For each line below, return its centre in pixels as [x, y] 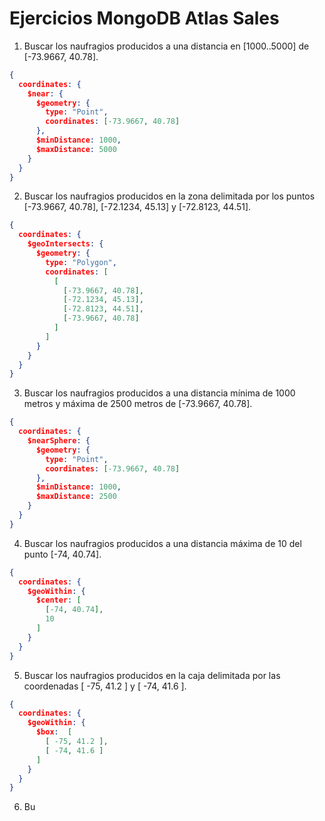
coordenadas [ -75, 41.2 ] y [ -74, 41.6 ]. [105, 686]
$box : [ [54, 732]
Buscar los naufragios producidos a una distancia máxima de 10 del [162, 543]
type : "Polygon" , [81, 262]
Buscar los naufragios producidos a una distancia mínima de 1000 [159, 393]
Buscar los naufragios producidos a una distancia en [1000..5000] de [166, 46]
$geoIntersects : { [65, 244]
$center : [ [58, 600]
